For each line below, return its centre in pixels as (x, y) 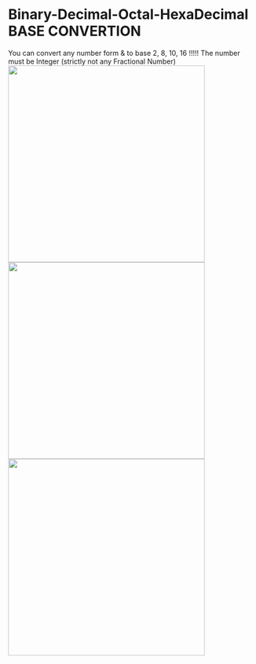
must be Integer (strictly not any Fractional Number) (92, 61)
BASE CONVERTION (75, 31)
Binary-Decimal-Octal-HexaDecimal (128, 15)
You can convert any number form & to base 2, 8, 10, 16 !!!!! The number (124, 53)
